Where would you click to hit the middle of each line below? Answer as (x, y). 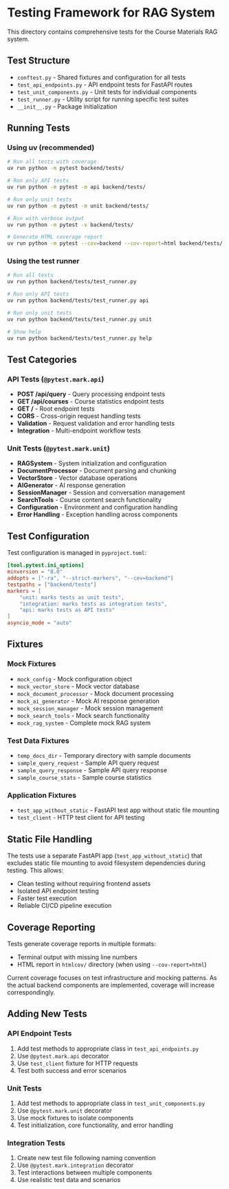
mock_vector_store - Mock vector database (78, 686)
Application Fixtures (42, 795)
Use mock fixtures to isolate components (75, 1117)
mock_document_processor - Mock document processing (95, 693)
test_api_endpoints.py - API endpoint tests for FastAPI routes (105, 85)
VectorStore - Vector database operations (77, 478)
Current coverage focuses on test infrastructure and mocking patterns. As (112, 977)
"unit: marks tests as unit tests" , (72, 597)
